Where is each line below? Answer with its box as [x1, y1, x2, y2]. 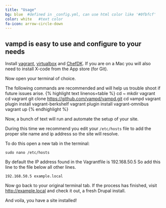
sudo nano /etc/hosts [5, 150, 50, 155]
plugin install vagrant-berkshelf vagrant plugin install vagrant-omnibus [5, 101, 149, 107]
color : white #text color [5, 16, 63, 21]
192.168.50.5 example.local [5, 174, 63, 179]
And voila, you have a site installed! [5, 198, 77, 204]
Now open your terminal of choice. [5, 76, 76, 82]
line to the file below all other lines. [5, 164, 76, 170]
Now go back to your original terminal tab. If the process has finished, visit [5, 183, 157, 189]
